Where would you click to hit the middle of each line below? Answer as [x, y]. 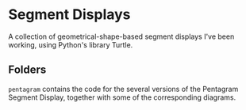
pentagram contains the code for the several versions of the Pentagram [123, 89]
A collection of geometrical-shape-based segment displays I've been [121, 36]
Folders [27, 70]
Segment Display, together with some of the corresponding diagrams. [122, 97]
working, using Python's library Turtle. [71, 44]
